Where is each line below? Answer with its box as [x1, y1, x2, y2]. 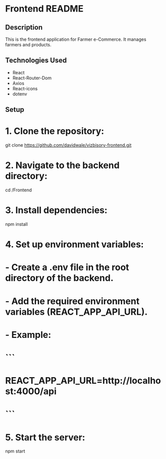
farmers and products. [5, 42, 52, 48]
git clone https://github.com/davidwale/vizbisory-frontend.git [5, 142, 132, 148]
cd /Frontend [5, 187, 32, 193]
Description [5, 23, 43, 32]
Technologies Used [5, 56, 67, 65]
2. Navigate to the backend [5, 160, 120, 171]
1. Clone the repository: [5, 126, 104, 137]
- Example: [5, 329, 52, 340]
